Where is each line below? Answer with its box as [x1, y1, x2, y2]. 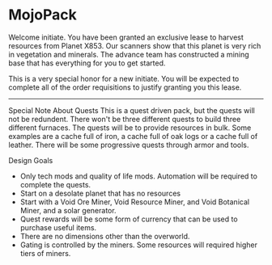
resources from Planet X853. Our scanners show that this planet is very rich [8, 40, 261, 50]
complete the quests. [19, 179, 91, 189]
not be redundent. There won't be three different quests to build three [8, 114, 241, 124]
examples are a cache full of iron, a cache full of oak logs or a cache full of [8, 131, 258, 141]
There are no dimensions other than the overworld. [19, 231, 190, 241]
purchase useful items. [19, 222, 97, 232]
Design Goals [8, 155, 53, 165]
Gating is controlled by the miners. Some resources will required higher [19, 240, 257, 250]
